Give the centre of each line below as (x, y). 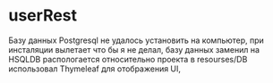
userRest (43, 16)
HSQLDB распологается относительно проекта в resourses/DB (128, 59)
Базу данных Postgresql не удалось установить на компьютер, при (136, 40)
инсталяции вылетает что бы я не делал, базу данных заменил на (134, 49)
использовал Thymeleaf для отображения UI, (94, 69)
